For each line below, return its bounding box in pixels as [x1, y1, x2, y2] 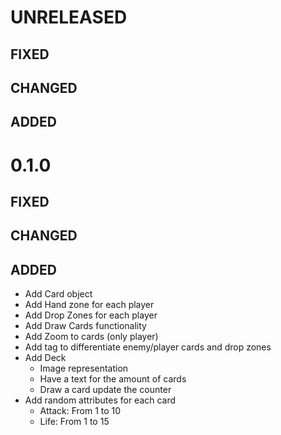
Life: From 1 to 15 [39, 416, 110, 428]
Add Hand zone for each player [24, 299, 155, 311]
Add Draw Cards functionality [24, 320, 147, 332]
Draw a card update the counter [39, 384, 172, 396]
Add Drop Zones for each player [24, 309, 158, 321]
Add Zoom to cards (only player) [24, 331, 159, 343]
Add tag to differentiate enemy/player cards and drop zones [24, 341, 272, 353]
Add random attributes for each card [24, 394, 177, 406]
